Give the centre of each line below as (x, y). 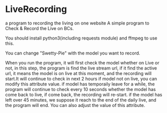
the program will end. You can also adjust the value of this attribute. (75, 105)
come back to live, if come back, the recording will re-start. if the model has (84, 94)
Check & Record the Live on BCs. (39, 28)
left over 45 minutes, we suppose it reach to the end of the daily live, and (81, 100)
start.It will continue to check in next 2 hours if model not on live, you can (81, 78)
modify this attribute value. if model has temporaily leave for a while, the (80, 84)
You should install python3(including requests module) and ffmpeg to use (81, 38)
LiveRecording (36, 9)
